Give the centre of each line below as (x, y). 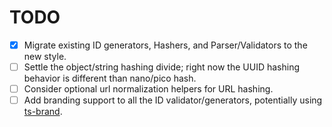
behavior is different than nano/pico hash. (110, 78)
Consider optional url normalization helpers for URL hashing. (148, 89)
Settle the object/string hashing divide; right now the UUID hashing (161, 67)
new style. (45, 56)
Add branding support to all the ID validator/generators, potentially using (173, 100)
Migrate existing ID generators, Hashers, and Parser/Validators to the (165, 45)
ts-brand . (43, 112)
